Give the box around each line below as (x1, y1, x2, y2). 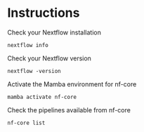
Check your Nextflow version (7, 54, 91, 62)
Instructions (7, 5, 80, 21)
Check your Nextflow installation (7, 28, 102, 37)
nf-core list (7, 119, 46, 126)
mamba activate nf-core (7, 93, 77, 100)
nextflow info (7, 41, 49, 48)
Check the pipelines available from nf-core (7, 105, 131, 114)
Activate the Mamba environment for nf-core (7, 79, 137, 88)
